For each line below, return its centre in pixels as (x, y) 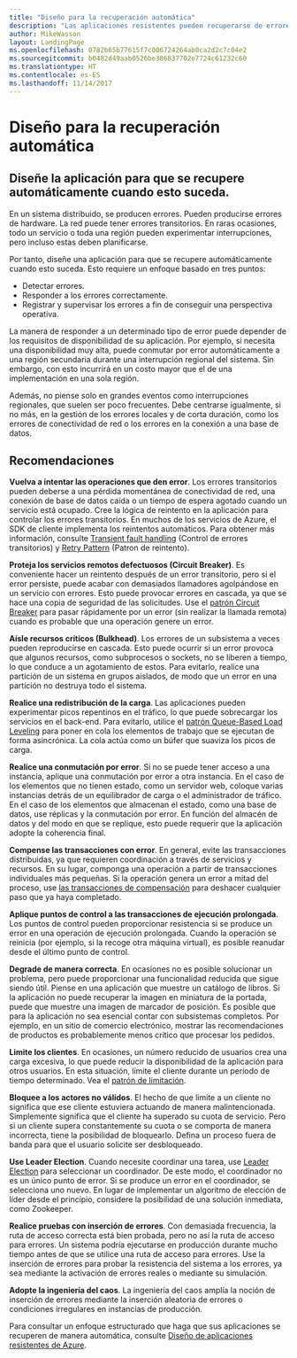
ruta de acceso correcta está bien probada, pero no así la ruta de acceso (142, 1236)
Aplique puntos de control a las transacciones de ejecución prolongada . (144, 914)
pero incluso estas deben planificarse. (79, 242)
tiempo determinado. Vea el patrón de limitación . (98, 1081)
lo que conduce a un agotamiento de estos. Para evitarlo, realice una (134, 667)
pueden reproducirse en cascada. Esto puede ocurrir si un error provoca (141, 648)
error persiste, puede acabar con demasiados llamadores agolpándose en (144, 584)
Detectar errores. (53, 285)
